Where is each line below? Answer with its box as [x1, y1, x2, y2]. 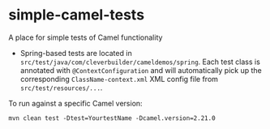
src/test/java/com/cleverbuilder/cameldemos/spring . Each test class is [19, 57, 261, 67]
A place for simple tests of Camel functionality [8, 32, 163, 42]
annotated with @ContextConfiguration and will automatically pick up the [19, 65, 262, 75]
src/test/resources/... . [19, 83, 103, 92]
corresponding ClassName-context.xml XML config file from [19, 74, 219, 84]
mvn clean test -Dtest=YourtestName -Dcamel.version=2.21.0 [8, 114, 216, 123]
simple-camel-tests [8, 6, 144, 24]
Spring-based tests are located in [19, 48, 132, 58]
